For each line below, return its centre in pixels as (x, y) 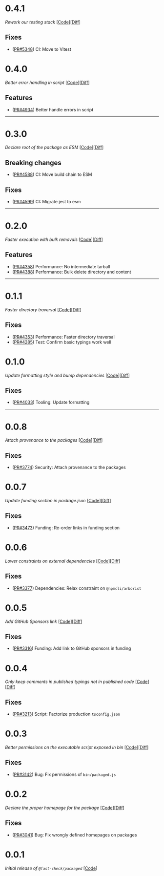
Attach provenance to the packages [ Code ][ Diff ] (54, 440)
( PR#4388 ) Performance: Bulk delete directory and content (72, 272)
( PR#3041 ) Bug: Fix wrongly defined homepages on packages (74, 835)
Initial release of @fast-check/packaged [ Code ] (51, 868)
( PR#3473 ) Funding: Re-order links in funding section (66, 528)
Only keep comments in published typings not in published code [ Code (76, 682)
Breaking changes (33, 162)
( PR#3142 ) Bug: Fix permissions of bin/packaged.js (64, 774)
